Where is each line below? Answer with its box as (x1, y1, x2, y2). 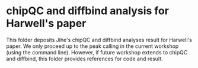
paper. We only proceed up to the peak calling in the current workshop (6, 43, 179, 50)
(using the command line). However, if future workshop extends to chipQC (6, 48, 188, 56)
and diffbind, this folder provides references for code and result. (6, 55, 163, 62)
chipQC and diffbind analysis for (6, 4, 169, 18)
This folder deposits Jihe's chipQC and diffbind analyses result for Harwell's (6, 36, 193, 43)
